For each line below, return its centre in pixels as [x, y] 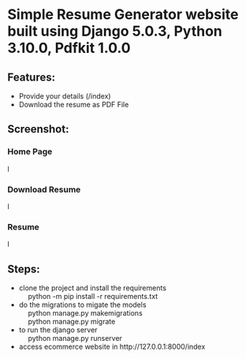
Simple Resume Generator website [123, 15]
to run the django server [58, 330]
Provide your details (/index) [65, 96]
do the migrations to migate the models [82, 305]
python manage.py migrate [72, 322]
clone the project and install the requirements [93, 288]
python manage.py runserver [75, 338]
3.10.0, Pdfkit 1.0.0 [69, 48]
